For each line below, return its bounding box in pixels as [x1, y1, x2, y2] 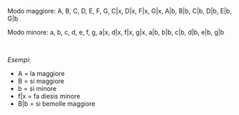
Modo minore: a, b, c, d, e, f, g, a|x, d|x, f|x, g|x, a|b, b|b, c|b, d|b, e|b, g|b [7, 28, 225, 36]
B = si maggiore [17, 77, 65, 85]
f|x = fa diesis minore [17, 92, 81, 100]
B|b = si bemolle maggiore [17, 99, 96, 108]
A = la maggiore [17, 70, 66, 77]
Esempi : [7, 55, 31, 64]
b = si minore [17, 84, 57, 92]
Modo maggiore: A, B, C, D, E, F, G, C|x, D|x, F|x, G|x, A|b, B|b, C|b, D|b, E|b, [7, 7, 232, 15]
